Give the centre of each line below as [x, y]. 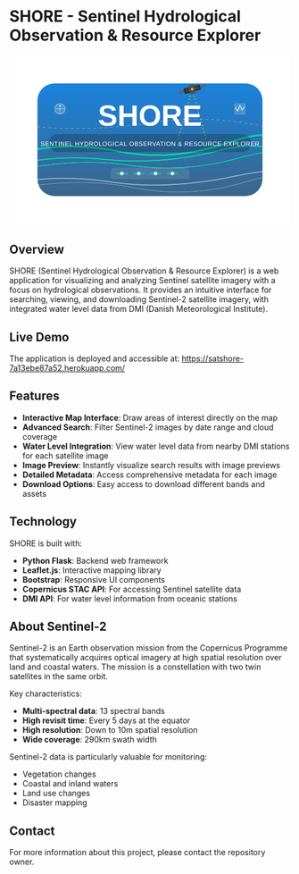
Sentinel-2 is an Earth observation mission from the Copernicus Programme [149, 648]
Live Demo [39, 337]
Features [34, 396]
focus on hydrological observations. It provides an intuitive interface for [141, 290]
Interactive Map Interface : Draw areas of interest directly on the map [150, 417]
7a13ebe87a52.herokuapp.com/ [67, 367]
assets [34, 493]
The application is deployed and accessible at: [95, 358]
